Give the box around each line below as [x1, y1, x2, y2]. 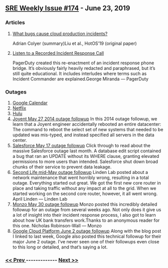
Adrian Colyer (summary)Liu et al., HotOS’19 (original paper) [12, 40, 137, 46]
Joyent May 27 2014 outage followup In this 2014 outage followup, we [12, 116, 157, 122]
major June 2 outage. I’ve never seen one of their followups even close [12, 238, 159, 244]
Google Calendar [12, 100, 48, 106]
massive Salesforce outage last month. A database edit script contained [12, 148, 161, 154]
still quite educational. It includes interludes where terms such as [12, 70, 147, 76]
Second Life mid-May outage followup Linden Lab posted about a [12, 169, 148, 175]
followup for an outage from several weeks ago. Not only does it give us [12, 206, 161, 213]
